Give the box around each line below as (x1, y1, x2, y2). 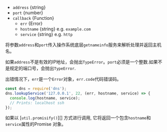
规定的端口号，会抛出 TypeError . (9, 65, 76, 71)
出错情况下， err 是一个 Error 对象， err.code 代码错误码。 (5, 76, 121, 82)
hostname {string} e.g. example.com (20, 26, 91, 32)
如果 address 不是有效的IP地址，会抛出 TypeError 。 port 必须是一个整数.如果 (5, 59, 158, 65)
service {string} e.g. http (20, 31, 73, 37)
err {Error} (20, 20, 43, 26)
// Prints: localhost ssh (10, 100, 65, 106)
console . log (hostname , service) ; (10, 95, 80, 101)
